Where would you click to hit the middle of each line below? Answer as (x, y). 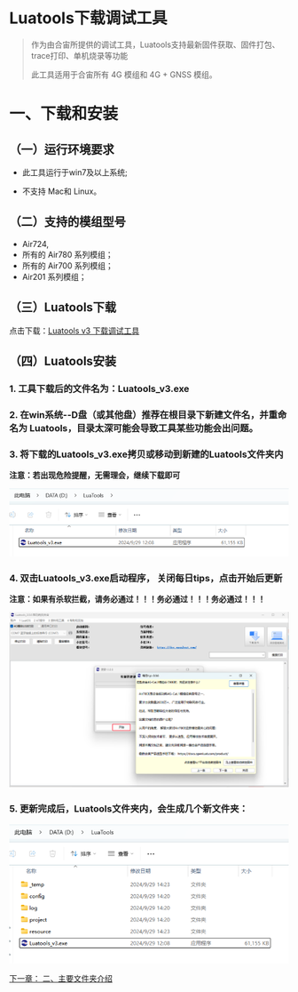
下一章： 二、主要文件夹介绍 (61, 979)
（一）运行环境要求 (62, 149)
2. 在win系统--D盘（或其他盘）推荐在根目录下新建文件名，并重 (143, 414)
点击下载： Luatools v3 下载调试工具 (74, 331)
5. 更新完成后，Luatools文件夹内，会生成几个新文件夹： (129, 809)
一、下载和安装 (64, 114)
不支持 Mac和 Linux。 (62, 191)
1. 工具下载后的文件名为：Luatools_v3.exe (99, 388)
